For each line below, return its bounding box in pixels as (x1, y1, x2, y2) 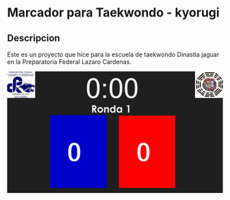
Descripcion (7, 32, 60, 44)
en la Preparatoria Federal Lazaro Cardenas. (7, 58, 132, 66)
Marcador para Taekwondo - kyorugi (7, 5, 220, 21)
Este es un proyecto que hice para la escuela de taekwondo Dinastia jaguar (7, 50, 220, 58)
